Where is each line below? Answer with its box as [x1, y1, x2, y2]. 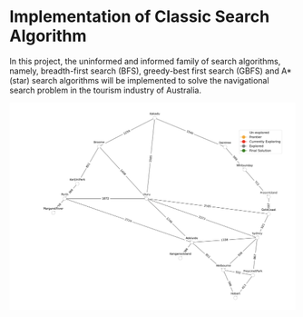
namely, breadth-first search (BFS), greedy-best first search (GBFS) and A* [9, 65, 292, 76]
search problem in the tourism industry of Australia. [9, 84, 202, 95]
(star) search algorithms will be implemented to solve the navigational [9, 74, 269, 85]
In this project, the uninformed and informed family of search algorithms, [9, 55, 281, 66]
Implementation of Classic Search [9, 6, 270, 27]
